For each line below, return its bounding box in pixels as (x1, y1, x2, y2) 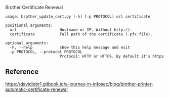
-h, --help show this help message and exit (10, 45, 130, 50)
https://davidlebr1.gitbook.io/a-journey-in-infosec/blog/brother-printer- (5, 81, 154, 87)
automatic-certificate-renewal (5, 86, 68, 92)
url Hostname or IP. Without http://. (10, 27, 133, 32)
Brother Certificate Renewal (5, 5, 63, 10)
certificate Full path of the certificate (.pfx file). (10, 32, 153, 37)
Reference (5, 68, 39, 76)
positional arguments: (5, 23, 53, 28)
